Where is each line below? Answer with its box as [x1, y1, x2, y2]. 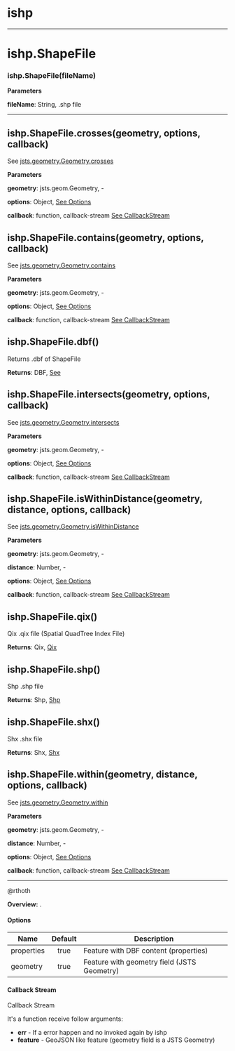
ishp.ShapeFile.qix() [7, 611, 98, 623]
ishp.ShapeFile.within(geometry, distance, [7, 769, 198, 781]
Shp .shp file [7, 682, 44, 691]
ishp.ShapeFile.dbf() [7, 336, 99, 348]
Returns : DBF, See [7, 368, 61, 376]
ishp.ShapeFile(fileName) [7, 71, 97, 81]
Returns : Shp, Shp [7, 696, 61, 704]
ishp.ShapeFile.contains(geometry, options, [7, 232, 204, 244]
